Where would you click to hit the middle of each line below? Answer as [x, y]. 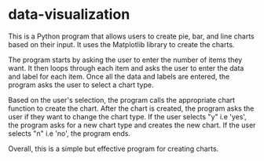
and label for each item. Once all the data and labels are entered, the [119, 76]
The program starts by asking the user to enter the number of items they [125, 60]
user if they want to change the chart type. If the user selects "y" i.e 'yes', [128, 116]
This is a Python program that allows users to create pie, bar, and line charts [131, 36]
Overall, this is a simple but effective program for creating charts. [114, 148]
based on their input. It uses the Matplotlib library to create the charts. [121, 44]
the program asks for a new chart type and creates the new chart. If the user [132, 125]
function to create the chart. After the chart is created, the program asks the [131, 108]
